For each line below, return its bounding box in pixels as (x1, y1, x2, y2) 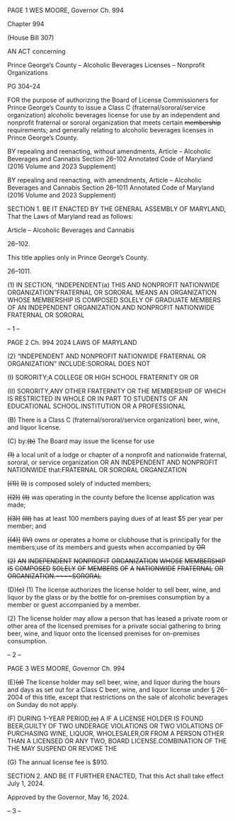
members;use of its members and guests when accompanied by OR (7, 543, 205, 551)
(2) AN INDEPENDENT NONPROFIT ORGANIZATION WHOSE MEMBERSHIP (7, 557, 226, 565)
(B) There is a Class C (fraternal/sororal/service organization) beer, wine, (7, 415, 220, 424)
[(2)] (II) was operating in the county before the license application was (7, 493, 215, 501)
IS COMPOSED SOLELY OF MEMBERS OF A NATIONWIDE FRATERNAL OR (7, 564, 224, 573)
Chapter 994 (7, 20, 45, 28)
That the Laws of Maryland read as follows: (7, 212, 134, 220)
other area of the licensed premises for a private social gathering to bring (7, 622, 221, 630)
